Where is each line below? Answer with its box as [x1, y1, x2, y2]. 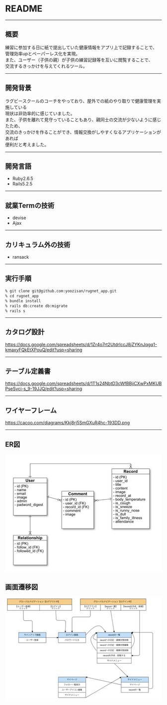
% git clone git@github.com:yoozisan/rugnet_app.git [5, 288, 117, 293]
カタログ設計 [5, 328, 45, 336]
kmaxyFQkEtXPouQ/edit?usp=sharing [5, 347, 83, 353]
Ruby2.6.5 [12, 175, 33, 182]
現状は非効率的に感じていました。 [5, 110, 75, 116]
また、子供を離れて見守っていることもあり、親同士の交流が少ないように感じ [5, 117, 162, 123]
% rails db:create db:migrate [5, 303, 68, 308]
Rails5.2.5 [12, 181, 33, 187]
